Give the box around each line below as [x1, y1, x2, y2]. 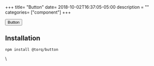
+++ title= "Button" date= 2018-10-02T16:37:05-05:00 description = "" [5, 4, 150, 10]
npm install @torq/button [5, 47, 58, 52]
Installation [5, 34, 40, 43]
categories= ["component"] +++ [5, 9, 71, 15]
